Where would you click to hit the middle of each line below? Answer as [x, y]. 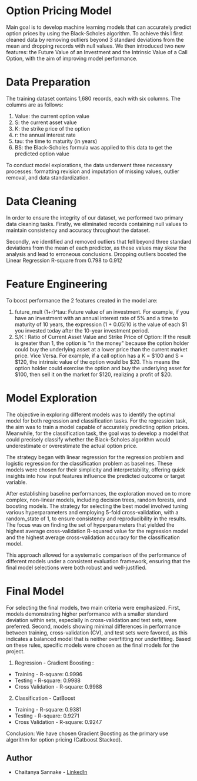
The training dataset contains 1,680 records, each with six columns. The [94, 98]
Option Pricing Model [59, 11]
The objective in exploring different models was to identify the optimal [91, 414]
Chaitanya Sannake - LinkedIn [51, 772]
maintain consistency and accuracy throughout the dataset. [78, 230]
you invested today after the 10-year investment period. [82, 330]
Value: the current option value [52, 116]
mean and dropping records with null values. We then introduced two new [96, 46]
